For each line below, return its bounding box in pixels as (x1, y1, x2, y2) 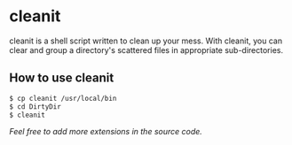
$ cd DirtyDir (9, 102, 62, 111)
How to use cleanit (9, 71, 114, 86)
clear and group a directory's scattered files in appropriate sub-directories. (9, 44, 284, 55)
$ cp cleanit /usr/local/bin (9, 94, 117, 103)
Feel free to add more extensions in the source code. (9, 126, 202, 137)
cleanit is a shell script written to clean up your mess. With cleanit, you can (9, 35, 282, 46)
